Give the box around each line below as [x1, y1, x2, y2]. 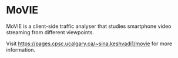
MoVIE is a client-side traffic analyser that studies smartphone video [6, 23, 172, 30]
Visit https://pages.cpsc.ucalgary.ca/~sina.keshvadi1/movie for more [6, 40, 173, 47]
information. [6, 46, 36, 53]
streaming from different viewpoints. [6, 28, 95, 35]
